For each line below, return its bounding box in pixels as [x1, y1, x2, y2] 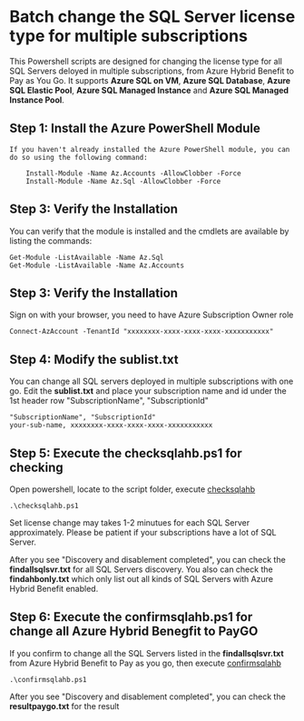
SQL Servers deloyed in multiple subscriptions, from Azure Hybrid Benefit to [9, 65, 295, 76]
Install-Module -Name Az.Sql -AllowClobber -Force [25, 176, 221, 185]
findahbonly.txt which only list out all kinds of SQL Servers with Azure [9, 574, 274, 584]
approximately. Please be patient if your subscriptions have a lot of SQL [9, 527, 277, 537]
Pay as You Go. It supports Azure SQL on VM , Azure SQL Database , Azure [9, 75, 291, 85]
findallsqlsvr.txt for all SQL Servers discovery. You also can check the [9, 564, 274, 575]
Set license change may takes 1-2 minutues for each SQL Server [9, 517, 250, 528]
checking [9, 459, 64, 475]
